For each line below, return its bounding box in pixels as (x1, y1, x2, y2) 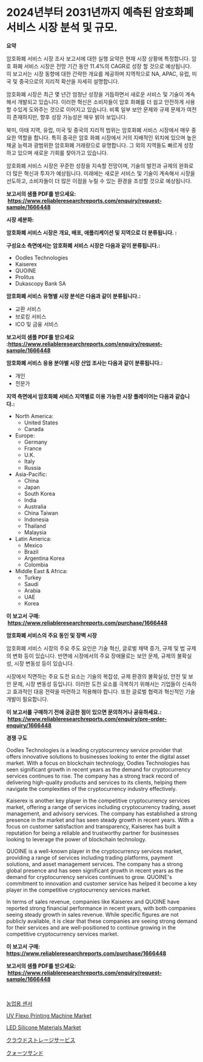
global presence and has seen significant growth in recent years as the (6, 867, 184, 874)
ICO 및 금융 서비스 (15, 320, 59, 328)
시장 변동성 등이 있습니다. (14, 660, 75, 667)
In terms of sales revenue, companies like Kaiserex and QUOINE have (6, 898, 180, 905)
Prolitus (15, 273, 35, 280)
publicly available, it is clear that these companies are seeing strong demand (6, 917, 198, 925)
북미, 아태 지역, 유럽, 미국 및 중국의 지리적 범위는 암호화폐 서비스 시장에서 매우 (6, 126, 190, 134)
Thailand (24, 522, 47, 529)
